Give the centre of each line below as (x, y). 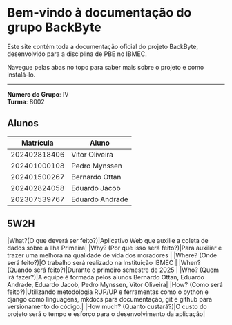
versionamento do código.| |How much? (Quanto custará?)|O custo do (107, 306)
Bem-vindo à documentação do (99, 13)
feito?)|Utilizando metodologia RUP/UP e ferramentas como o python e (108, 292)
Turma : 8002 (26, 101)
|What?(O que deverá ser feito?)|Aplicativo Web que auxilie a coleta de (108, 240)
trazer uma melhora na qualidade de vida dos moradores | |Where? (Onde (112, 255)
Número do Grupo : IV (38, 94)
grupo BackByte (54, 27)
